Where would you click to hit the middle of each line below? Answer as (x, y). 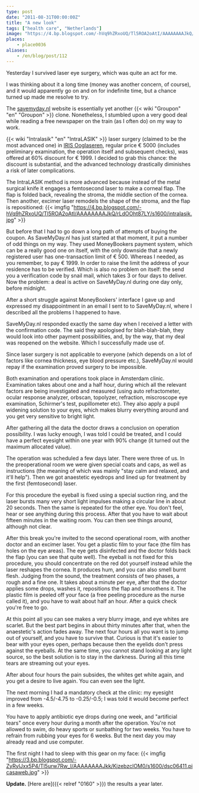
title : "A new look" (32, 23)
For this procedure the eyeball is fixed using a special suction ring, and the (97, 495)
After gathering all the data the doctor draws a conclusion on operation (93, 428)
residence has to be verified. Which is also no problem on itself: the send (95, 269)
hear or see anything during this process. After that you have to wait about (97, 514)
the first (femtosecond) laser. (41, 483)
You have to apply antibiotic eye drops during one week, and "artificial (92, 716)
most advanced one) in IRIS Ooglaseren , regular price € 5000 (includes (93, 145)
